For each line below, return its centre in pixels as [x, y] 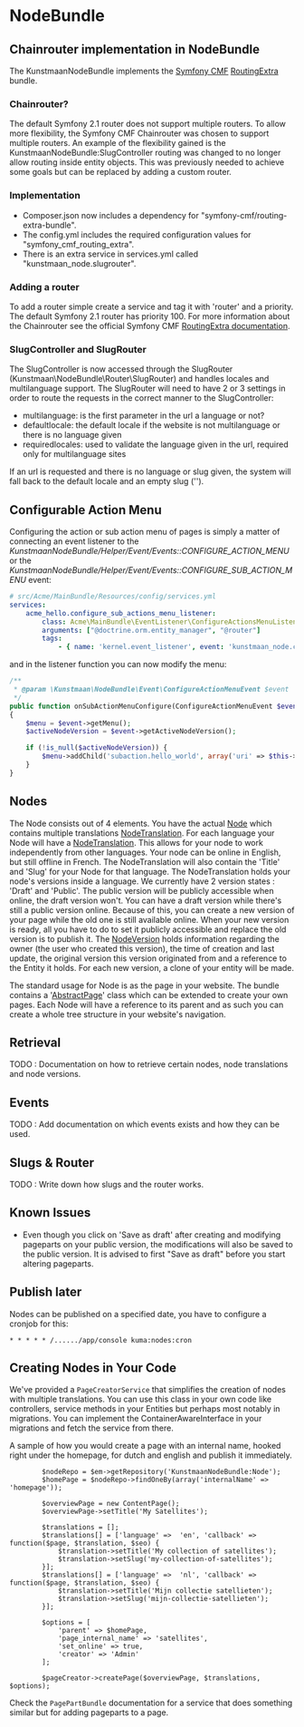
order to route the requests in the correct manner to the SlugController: [142, 398]
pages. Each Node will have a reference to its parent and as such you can [147, 1004]
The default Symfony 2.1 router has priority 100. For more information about [150, 316]
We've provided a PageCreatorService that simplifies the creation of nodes [148, 1390]
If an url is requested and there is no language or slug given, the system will [150, 471]
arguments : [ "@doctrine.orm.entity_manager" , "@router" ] [151, 630]
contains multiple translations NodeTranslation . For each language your [142, 833]
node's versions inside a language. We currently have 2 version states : [142, 881]
